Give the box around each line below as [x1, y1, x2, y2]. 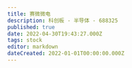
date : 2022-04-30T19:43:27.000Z [7, 30, 102, 38]
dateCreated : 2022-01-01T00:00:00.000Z [7, 50, 125, 57]
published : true [7, 23, 55, 30]
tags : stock [7, 37, 42, 44]
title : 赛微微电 [7, 10, 51, 18]
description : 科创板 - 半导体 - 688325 [7, 17, 119, 24]
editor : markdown [7, 43, 59, 50]
